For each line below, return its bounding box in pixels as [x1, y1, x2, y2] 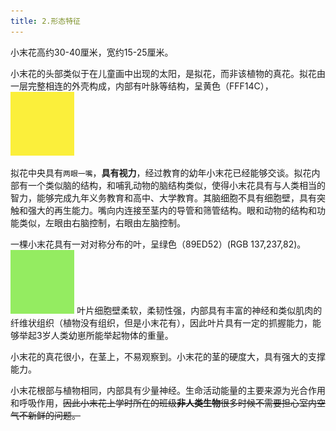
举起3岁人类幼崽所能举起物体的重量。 [18, 330, 174, 342]
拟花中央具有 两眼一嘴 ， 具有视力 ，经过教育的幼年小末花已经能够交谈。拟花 [10, 167, 312, 179]
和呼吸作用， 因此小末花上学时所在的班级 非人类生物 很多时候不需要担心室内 [10, 397, 317, 409]
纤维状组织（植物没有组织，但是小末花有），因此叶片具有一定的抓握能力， [10, 317, 313, 329]
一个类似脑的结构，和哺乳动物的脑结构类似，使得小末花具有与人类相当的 [27, 180, 326, 192]
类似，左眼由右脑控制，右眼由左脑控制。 [18, 217, 186, 229]
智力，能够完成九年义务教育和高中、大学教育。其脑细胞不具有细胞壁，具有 [10, 192, 317, 204]
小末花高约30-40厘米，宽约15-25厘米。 [10, 46, 174, 58]
